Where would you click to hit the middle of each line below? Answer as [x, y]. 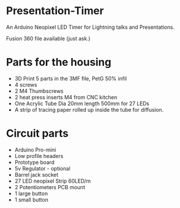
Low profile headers [39, 156]
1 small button [31, 199]
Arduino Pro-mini [35, 150]
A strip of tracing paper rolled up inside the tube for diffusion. [89, 109]
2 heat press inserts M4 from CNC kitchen [66, 97]
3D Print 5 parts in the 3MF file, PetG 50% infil [71, 78]
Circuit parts [37, 134]
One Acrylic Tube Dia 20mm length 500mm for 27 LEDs [82, 103]
